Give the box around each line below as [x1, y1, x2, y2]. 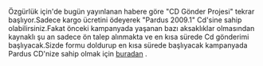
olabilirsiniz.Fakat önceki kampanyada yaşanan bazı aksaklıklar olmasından [8, 24, 255, 33]
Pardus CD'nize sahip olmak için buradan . [8, 49, 147, 58]
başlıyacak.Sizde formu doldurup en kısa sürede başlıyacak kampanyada [8, 41, 248, 50]
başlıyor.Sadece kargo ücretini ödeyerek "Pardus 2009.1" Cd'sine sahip [8, 15, 242, 25]
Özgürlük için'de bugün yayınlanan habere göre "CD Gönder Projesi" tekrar [8, 7, 255, 16]
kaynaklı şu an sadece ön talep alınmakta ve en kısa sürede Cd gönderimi [8, 32, 249, 41]
